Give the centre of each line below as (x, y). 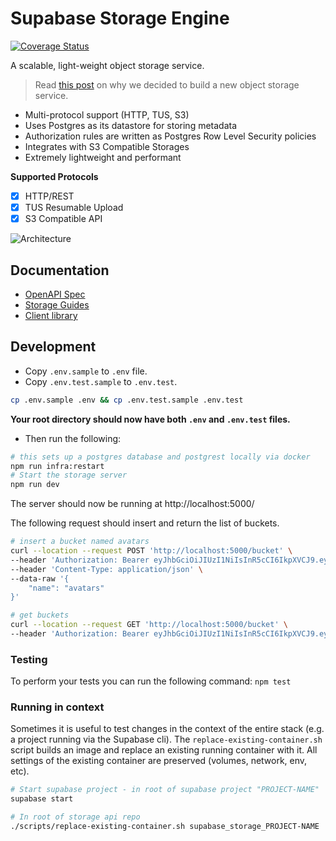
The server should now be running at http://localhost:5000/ (132, 504)
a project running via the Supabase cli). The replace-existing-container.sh (166, 739)
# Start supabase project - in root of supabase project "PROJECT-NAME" (165, 790)
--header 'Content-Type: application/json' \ (106, 569)
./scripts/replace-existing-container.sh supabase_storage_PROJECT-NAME (165, 827)
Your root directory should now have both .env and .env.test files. (150, 419)
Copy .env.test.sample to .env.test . (101, 381)
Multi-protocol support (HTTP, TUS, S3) (107, 114)
